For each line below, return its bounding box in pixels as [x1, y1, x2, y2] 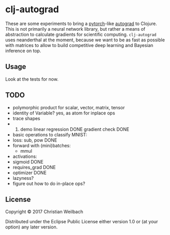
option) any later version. [5, 224, 58, 230]
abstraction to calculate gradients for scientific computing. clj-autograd [5, 31, 157, 37]
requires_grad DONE [12, 164, 56, 170]
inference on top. [5, 48, 42, 54]
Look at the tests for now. [5, 76, 59, 82]
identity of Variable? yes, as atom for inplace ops [12, 110, 116, 116]
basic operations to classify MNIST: [12, 131, 88, 137]
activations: [12, 153, 37, 159]
